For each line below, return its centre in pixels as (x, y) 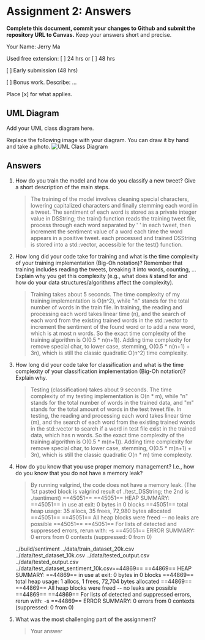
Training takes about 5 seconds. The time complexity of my (105, 294)
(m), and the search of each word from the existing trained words (113, 422)
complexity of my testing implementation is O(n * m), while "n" (109, 396)
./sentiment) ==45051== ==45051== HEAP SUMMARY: (100, 498)
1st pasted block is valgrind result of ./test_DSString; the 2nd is (110, 491)
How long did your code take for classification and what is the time (99, 364)
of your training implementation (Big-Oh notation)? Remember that (99, 263)
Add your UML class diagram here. (50, 128)
